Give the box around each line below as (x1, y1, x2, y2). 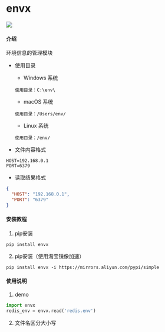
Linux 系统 (23, 122, 49, 130)
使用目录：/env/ (14, 135, 51, 141)
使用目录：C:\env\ (14, 87, 56, 93)
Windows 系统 (23, 74, 58, 81)
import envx (6, 303, 35, 308)
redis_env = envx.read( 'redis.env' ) (6, 308, 96, 314)
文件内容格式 (14, 146, 46, 153)
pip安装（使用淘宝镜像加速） (14, 253, 85, 260)
